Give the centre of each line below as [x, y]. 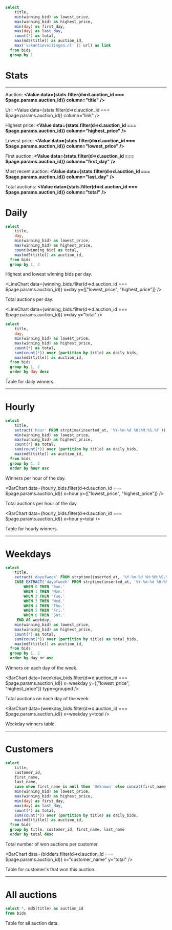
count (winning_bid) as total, [47, 250]
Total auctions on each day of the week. [48, 698]
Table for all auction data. [32, 923]
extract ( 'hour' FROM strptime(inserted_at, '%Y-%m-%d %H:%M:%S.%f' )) [90, 430]
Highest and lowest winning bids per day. [49, 274]
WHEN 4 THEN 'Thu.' [45, 606]
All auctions [31, 895]
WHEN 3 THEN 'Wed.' [45, 601]
